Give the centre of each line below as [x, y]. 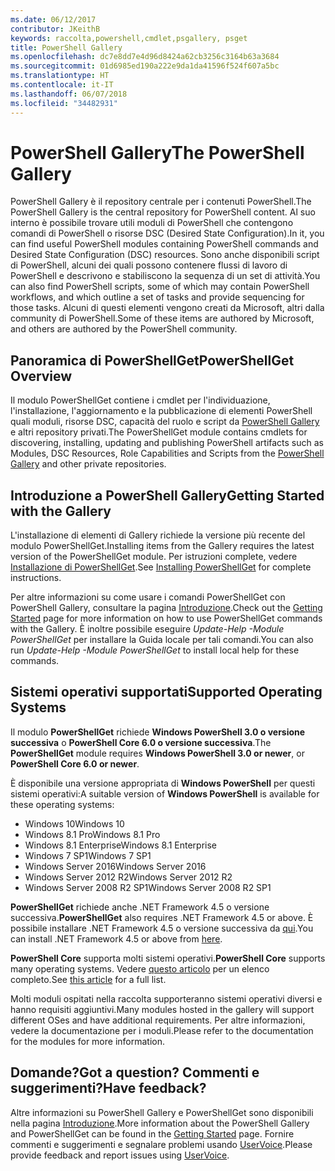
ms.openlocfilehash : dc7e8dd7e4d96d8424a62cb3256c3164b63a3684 [145, 57]
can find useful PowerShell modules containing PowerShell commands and [164, 244]
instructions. [36, 578]
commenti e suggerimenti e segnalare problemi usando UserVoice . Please [161, 1144]
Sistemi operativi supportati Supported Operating [166, 692]
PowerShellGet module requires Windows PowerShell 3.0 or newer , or [157, 753]
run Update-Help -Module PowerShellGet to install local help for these [155, 650]
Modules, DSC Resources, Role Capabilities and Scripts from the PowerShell [167, 453]
